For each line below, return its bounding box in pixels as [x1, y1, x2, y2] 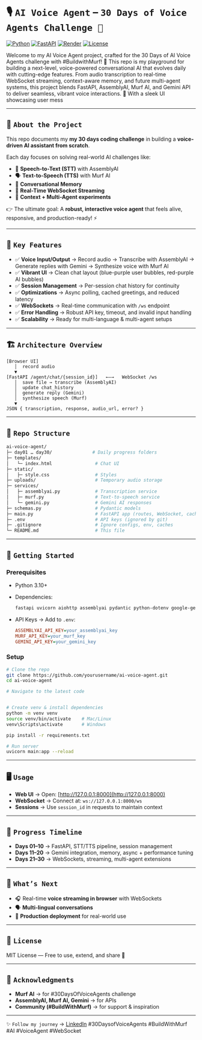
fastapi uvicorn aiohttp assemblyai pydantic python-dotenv [14, 605, 169, 611]
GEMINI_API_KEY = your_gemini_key [14, 639, 96, 645]
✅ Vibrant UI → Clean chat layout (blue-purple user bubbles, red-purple [14, 269, 194, 276]
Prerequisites [6, 568, 46, 576]
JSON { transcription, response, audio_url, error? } [6, 406, 144, 412]
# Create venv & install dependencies [6, 705, 103, 711]
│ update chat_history [14, 385, 74, 391]
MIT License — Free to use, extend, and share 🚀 [6, 952, 125, 959]
